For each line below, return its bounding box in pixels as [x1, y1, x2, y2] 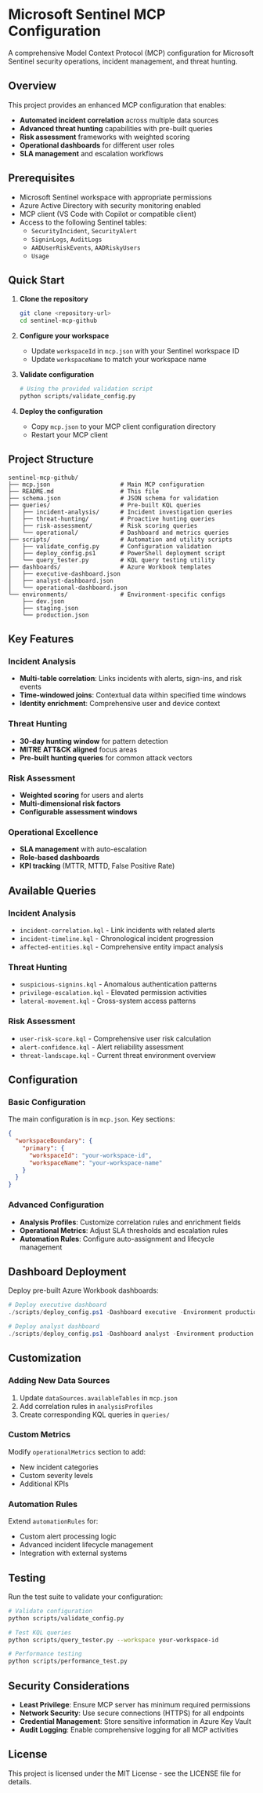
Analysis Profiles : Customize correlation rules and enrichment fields [19, 1217, 241, 1227]
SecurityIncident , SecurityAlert [31, 225, 138, 235]
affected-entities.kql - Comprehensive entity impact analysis [19, 942, 224, 951]
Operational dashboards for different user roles [19, 140, 175, 150]
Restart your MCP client [31, 430, 108, 439]
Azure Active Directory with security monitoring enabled [19, 200, 201, 210]
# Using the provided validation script [19, 385, 153, 393]
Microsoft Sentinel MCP [8, 5, 166, 24]
